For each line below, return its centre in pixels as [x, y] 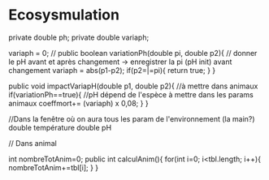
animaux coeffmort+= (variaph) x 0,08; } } [78, 103]
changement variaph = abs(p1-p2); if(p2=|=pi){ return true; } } [112, 70]
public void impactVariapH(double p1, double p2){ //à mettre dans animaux [133, 86]
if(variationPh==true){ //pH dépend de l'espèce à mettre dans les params [131, 94]
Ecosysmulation [64, 15]
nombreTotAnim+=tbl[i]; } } [54, 167]
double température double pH [60, 127]
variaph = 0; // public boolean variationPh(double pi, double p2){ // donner [133, 53]
